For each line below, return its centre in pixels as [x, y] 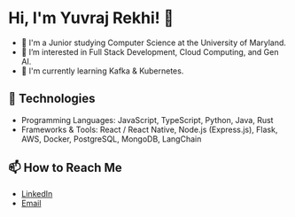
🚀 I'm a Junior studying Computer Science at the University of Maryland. [154, 43]
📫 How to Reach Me [65, 168]
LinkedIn [37, 193]
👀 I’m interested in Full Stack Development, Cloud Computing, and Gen [150, 51]
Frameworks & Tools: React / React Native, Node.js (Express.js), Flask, [149, 129]
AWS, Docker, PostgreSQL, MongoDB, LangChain [111, 139]
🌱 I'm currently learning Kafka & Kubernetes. [102, 71]
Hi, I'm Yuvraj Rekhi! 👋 [91, 18]
